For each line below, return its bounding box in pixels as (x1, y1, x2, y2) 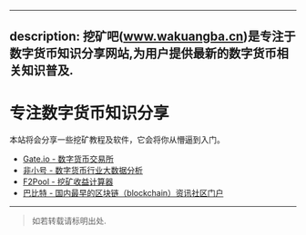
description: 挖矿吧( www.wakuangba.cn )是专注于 (9, 29, 296, 44)
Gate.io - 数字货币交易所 (22, 153, 114, 164)
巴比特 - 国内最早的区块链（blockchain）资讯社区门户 (22, 188, 224, 199)
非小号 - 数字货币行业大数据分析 (22, 165, 144, 176)
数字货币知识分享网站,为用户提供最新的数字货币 (9, 46, 278, 62)
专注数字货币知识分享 (9, 103, 170, 123)
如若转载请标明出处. (31, 215, 107, 227)
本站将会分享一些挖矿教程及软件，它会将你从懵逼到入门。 (9, 134, 225, 145)
